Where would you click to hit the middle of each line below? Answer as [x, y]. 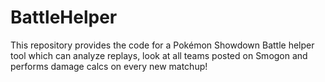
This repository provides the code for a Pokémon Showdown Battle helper [162, 45]
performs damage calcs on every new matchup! [109, 66]
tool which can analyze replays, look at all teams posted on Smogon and [159, 55]
